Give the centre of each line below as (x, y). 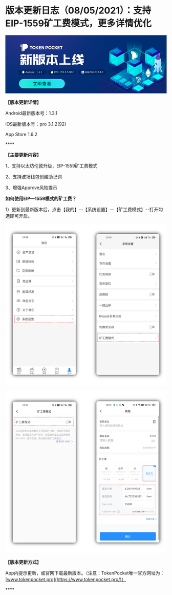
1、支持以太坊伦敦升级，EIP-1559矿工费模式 (51, 166)
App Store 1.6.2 (21, 135)
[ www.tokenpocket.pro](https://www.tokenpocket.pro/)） (66, 579)
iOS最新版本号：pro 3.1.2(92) (36, 124)
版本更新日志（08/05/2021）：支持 (78, 11)
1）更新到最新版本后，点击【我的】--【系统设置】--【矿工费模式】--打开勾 (84, 210)
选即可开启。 (19, 216)
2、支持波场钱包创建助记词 (34, 177)
